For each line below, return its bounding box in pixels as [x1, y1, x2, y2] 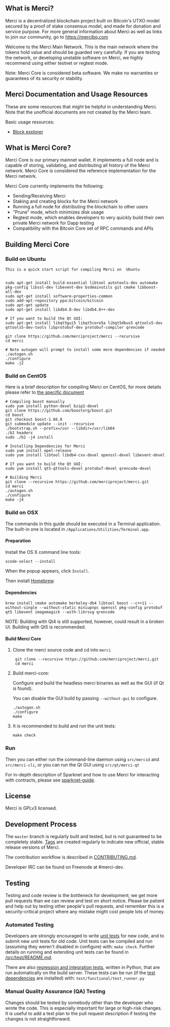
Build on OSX [5, 509, 39, 516]
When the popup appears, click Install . [5, 567, 90, 574]
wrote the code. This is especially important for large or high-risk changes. [5, 1005, 162, 1011]
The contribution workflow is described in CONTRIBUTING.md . [5, 854, 137, 860]
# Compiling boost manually [5, 399, 65, 404]
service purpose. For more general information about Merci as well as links [5, 28, 162, 35]
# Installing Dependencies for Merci [5, 444, 86, 449]
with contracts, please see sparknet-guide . [5, 777, 96, 783]
